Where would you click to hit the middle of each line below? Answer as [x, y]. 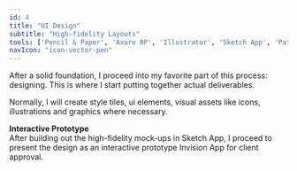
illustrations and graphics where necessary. [88, 112]
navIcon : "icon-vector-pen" [61, 51]
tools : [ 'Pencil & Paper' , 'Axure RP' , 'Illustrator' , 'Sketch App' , [140, 42]
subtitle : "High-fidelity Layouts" [75, 34]
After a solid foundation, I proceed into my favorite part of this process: [138, 75]
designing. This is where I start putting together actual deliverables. [132, 85]
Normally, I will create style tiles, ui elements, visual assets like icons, [135, 102]
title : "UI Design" [45, 26]
